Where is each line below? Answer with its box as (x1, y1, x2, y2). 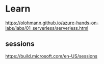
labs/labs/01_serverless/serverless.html (5, 25, 89, 31)
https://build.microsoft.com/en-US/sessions (5, 53, 98, 59)
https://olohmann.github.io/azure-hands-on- (5, 20, 99, 26)
